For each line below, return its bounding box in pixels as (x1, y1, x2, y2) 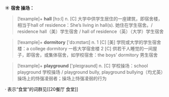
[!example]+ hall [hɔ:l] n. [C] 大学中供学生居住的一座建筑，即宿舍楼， (17, 16, 163, 22)
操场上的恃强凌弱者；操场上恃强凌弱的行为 (17, 76, 107, 81)
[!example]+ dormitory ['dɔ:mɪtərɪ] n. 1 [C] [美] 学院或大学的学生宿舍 (17, 39, 161, 45)
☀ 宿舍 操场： (5, 5, 35, 11)
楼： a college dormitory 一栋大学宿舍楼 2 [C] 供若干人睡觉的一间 (17, 46, 153, 51)
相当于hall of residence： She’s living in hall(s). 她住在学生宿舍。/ (17, 22, 153, 28)
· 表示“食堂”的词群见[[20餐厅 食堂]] (5, 86, 78, 92)
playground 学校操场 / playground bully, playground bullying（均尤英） (17, 69, 163, 75)
